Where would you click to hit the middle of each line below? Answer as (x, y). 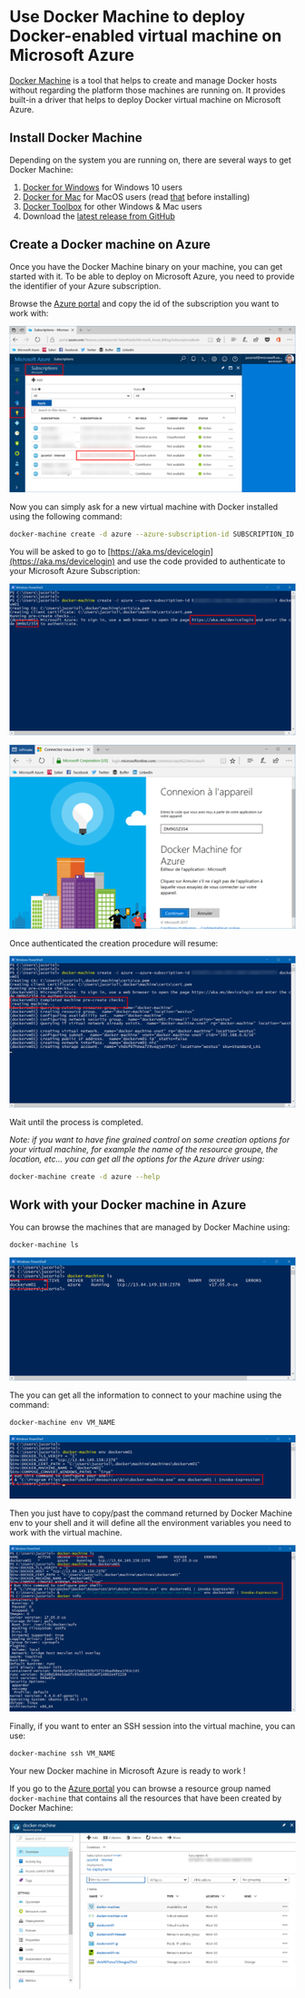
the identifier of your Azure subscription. (85, 286)
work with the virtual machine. (66, 1533)
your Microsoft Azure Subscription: (75, 570)
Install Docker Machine (76, 138)
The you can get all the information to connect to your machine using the (146, 1395)
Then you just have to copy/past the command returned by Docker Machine (151, 1513)
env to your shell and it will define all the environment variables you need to (151, 1523)
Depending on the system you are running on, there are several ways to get (151, 160)
